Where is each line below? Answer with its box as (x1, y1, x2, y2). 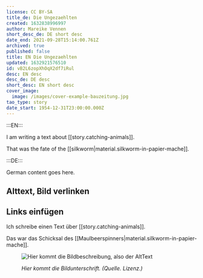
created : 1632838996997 (6, 20, 67, 26)
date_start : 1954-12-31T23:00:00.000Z (6, 104, 104, 111)
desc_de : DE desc (6, 76, 50, 83)
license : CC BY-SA (6, 8, 53, 15)
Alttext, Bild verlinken (6, 186, 90, 196)
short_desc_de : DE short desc (6, 32, 83, 38)
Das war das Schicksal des (6, 234, 74, 242)
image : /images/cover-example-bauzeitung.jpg (12, 93, 129, 100)
